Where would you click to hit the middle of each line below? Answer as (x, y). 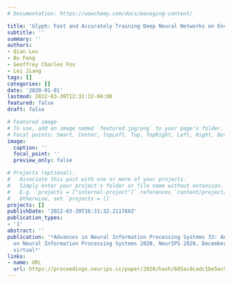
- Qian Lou (23, 52)
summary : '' (24, 39)
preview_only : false (43, 160)
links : (17, 256)
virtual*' (27, 250)
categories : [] (29, 84)
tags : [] (20, 77)
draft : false (26, 110)
